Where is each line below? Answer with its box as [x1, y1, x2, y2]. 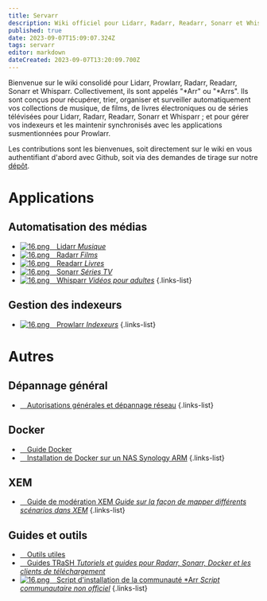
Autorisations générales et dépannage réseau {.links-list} [26, 400, 215, 410]
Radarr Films [56, 250, 98, 260]
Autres [8, 347, 54, 365]
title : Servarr [8, 11, 59, 20]
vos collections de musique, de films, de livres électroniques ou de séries [8, 103, 249, 112]
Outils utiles [26, 550, 66, 560]
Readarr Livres [56, 258, 105, 267]
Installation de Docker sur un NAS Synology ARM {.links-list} [26, 453, 225, 462]
